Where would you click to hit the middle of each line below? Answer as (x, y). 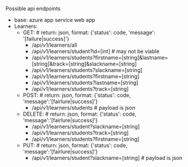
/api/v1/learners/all (54, 45)
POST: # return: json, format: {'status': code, (77, 95)
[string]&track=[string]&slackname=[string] (84, 64)
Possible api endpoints (33, 9)
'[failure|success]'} (46, 39)
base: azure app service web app (55, 20)
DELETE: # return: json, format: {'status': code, (80, 114)
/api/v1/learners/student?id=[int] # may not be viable (95, 51)
